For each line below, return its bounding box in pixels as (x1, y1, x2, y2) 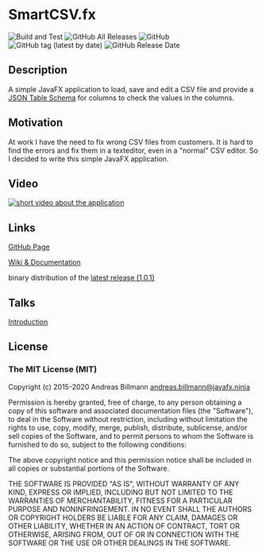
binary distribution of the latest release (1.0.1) (8, 273, 155, 283)
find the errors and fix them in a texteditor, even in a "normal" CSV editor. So (8, 145, 258, 155)
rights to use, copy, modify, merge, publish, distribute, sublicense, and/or (8, 423, 248, 432)
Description (8, 64, 67, 77)
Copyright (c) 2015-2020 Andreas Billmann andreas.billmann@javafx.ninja (8, 382, 250, 391)
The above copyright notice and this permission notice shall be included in (8, 455, 252, 464)
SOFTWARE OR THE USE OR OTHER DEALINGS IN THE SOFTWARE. (8, 538, 231, 548)
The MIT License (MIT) (8, 364, 98, 375)
